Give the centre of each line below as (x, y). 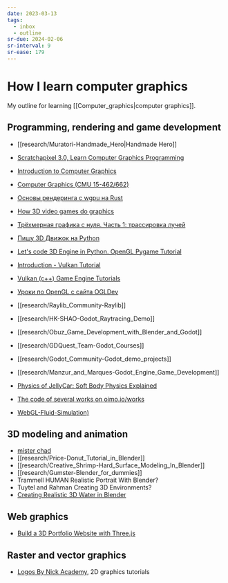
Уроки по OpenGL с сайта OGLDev (68, 291)
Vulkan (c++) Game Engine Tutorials (69, 278)
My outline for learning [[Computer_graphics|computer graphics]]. (101, 105)
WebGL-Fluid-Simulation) (53, 412)
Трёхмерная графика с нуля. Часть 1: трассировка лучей (101, 224)
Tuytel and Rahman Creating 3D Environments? (84, 487)
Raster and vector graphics (67, 555)
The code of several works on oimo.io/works (81, 399)
